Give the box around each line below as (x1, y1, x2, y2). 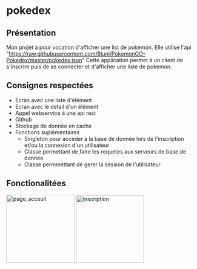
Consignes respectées (6, 80, 94, 91)
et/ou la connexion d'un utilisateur (24, 141, 110, 149)
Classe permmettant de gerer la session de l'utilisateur (24, 161, 161, 168)
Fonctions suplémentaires (15, 128, 80, 136)
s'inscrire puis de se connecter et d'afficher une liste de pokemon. (6, 63, 172, 70)
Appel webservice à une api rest (15, 109, 96, 117)
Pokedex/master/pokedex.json (6, 57, 82, 63)
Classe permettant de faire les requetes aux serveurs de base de (24, 147, 187, 155)
